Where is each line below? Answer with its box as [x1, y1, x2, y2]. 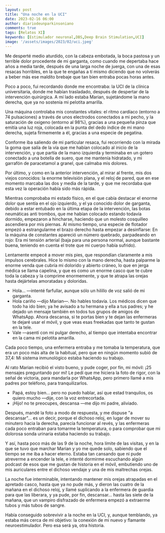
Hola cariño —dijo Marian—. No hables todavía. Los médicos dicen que [12, 298, 157, 304]
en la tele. [12, 324, 33, 330]
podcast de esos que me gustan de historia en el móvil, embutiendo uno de [5, 461, 158, 467]
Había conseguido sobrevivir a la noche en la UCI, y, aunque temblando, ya [5, 512, 158, 518]
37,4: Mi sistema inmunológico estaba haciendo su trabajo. [5, 355, 125, 361]
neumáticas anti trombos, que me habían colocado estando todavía [5, 211, 142, 217]
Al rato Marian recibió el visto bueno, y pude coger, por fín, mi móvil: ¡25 [5, 364, 152, 370]
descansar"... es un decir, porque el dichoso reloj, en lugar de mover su [5, 415, 150, 421]
